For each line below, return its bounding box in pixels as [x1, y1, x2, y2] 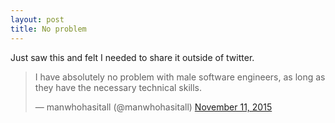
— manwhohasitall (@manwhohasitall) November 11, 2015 [34, 101, 273, 113]
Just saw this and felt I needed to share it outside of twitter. [10, 51, 255, 63]
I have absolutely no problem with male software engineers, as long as [34, 71, 326, 83]
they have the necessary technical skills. [34, 81, 203, 93]
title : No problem [10, 24, 87, 34]
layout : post [10, 14, 65, 25]
